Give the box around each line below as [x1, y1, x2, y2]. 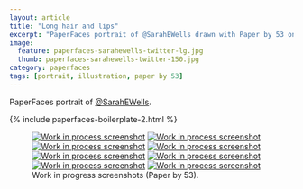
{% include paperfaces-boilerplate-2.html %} [9, 113, 178, 124]
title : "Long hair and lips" [9, 22, 119, 31]
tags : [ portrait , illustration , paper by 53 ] [9, 72, 183, 81]
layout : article [9, 13, 70, 22]
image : [9, 38, 34, 48]
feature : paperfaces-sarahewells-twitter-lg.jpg [17, 47, 204, 56]
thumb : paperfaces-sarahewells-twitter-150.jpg [17, 55, 200, 64]
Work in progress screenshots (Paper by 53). [32, 169, 199, 180]
